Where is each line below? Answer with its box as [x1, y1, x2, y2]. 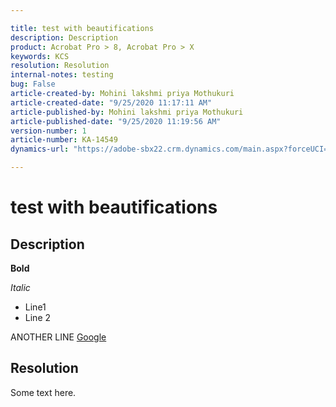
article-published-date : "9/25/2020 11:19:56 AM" [10, 116, 222, 126]
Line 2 [24, 312, 52, 323]
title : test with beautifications [10, 23, 155, 33]
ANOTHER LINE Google [10, 331, 107, 343]
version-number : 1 [10, 126, 87, 136]
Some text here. [10, 386, 77, 398]
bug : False [10, 79, 56, 90]
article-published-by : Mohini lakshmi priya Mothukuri [10, 107, 244, 117]
